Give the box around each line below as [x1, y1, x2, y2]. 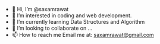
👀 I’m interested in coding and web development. [11, 12, 132, 19]
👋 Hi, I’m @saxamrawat [11, 6, 69, 12]
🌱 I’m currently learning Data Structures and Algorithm [11, 18, 145, 25]
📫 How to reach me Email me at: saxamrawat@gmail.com [11, 32, 155, 38]
